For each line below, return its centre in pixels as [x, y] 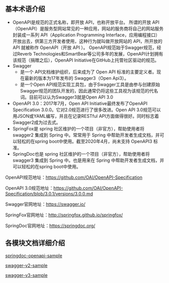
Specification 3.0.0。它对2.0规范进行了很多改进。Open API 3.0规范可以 [87, 110]
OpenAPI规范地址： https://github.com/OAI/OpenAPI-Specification [74, 177]
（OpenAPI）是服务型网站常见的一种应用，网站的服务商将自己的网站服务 [88, 28]
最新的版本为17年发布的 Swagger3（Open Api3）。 [77, 78]
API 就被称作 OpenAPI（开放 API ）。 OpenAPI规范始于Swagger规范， [85, 48]
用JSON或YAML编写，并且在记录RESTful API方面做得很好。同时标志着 [86, 116]
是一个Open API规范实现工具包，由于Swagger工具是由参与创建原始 [90, 84]
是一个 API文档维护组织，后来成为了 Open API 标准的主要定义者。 [88, 72]
